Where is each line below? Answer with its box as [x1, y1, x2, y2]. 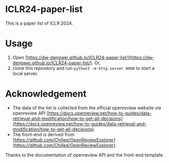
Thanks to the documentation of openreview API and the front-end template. [5, 152, 164, 158]
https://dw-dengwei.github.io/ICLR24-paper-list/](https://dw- [27, 54, 155, 60]
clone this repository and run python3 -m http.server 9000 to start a [12, 65, 155, 71]
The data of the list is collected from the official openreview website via [12, 105, 161, 111]
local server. [12, 70, 39, 76]
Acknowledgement [5, 88, 87, 100]
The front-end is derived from [12, 131, 75, 137]
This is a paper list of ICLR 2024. [5, 20, 73, 26]
